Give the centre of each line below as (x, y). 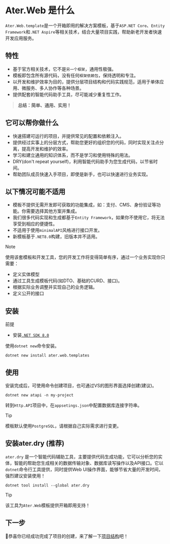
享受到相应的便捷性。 (35, 224)
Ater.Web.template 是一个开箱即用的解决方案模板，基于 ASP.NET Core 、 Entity (85, 25)
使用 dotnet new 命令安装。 (32, 346)
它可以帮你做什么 (32, 123)
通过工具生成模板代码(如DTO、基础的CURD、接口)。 (67, 281)
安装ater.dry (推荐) (35, 444)
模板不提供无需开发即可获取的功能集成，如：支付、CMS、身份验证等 (84, 205)
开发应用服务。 (21, 38)
